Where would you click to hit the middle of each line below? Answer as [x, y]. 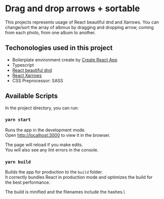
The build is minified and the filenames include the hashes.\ [65, 192]
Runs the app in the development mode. [45, 130]
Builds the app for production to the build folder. [54, 172]
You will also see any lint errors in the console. [52, 149]
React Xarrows [27, 75]
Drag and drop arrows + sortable [73, 9]
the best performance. [28, 182]
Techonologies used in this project [59, 48]
